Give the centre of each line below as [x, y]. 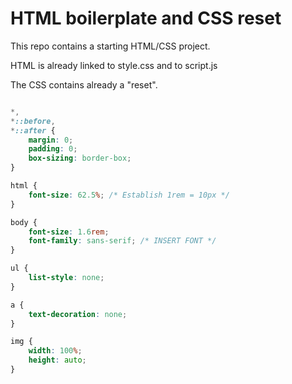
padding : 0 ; [53, 149]
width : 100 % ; [55, 351]
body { [24, 222]
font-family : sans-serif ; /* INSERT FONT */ [122, 241]
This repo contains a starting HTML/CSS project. [110, 46]
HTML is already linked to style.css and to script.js [114, 65]
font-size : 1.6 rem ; [69, 232]
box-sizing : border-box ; [80, 158]
